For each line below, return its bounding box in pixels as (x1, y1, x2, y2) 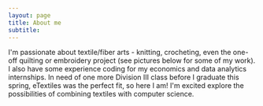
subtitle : (8, 26, 41, 34)
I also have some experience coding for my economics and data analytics (8, 64, 246, 74)
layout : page (8, 11, 51, 20)
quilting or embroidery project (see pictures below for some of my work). (19, 56, 256, 65)
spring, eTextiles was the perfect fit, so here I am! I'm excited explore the (8, 81, 244, 90)
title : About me (8, 19, 61, 27)
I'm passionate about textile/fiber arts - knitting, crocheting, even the (8, 48, 232, 57)
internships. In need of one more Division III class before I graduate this (8, 72, 239, 82)
